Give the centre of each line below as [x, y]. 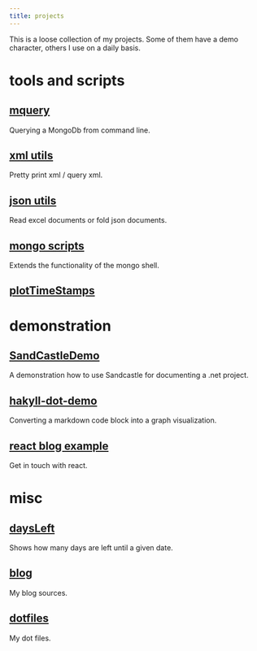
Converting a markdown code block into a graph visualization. [113, 420]
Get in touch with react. [48, 466]
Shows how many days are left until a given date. [91, 548]
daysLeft [32, 528]
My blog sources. [39, 592]
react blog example [59, 446]
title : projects [37, 16]
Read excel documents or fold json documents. [88, 220]
